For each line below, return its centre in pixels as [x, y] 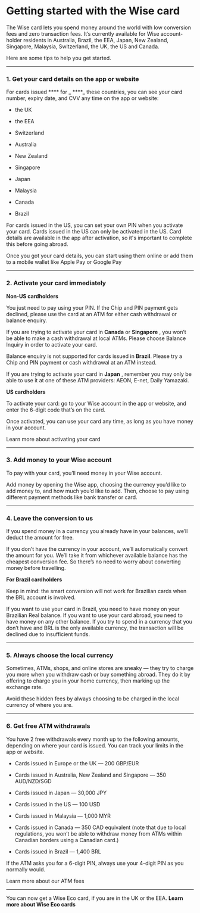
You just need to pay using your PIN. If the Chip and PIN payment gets [92, 307]
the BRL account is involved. [41, 597]
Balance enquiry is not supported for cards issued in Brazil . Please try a [94, 356]
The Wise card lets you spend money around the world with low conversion [99, 27]
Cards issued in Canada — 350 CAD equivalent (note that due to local [100, 827]
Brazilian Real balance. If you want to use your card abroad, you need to [95, 615]
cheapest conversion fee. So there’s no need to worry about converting [94, 562]
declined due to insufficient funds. [48, 634]
